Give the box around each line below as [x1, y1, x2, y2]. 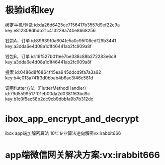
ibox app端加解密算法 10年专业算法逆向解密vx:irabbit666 [5, 130, 121, 136]
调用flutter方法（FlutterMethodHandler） [5, 85, 89, 91]
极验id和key [5, 4, 55, 16]
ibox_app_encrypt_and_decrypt [5, 113, 139, 124]
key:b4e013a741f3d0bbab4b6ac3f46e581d [5, 75, 93, 81]
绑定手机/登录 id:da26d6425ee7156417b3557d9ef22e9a [5, 22, 120, 28]
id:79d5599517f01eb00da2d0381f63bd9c [5, 90, 90, 97]
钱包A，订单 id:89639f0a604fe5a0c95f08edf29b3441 [5, 38, 116, 44]
